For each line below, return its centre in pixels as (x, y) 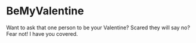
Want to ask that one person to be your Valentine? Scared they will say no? (98, 27)
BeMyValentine (45, 11)
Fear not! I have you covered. (42, 33)
